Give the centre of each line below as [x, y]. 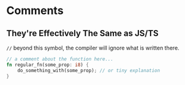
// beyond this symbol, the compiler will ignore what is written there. [93, 48]
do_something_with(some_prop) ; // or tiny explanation [89, 70]
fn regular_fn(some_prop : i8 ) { [47, 65]
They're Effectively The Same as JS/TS [83, 33]
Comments [35, 11]
